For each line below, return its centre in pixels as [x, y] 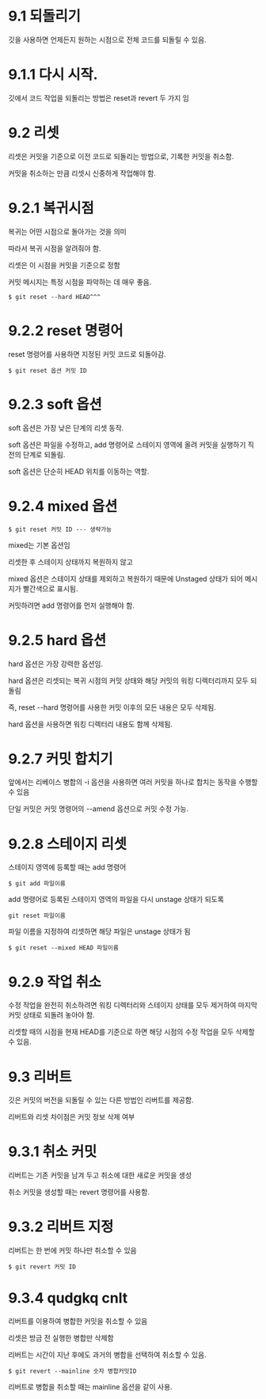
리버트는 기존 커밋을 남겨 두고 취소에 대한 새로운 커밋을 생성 [100, 1175]
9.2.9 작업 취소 [55, 982]
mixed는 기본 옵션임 [39, 545]
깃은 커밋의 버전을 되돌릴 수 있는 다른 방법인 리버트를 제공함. [101, 1100]
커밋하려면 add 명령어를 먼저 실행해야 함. [71, 605]
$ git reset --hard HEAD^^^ [55, 297]
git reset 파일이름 [37, 916]
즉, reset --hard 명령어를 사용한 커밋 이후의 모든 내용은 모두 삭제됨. [112, 707]
